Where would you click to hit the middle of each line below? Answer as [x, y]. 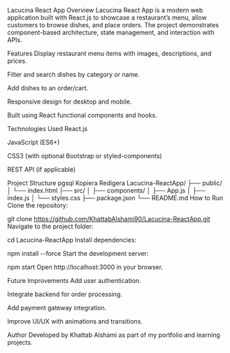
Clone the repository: [38, 205]
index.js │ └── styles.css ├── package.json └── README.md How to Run [115, 198]
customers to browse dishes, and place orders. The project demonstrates [113, 25]
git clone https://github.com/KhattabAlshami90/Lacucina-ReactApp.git [109, 219]
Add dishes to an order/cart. [48, 88]
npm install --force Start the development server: [78, 254]
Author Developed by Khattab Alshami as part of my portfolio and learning [114, 335]
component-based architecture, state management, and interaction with [111, 32]
